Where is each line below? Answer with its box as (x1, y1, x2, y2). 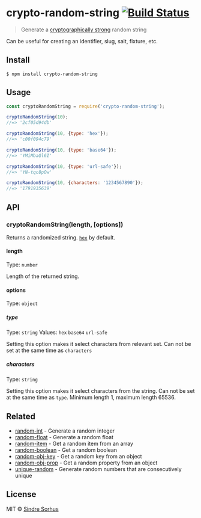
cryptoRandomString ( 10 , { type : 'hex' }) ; (6, 131, 109, 137)
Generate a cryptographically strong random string (20, 26, 147, 33)
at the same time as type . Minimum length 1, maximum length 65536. (6, 394, 176, 401)
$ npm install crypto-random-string (6, 71, 98, 77)
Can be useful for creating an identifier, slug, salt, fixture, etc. (6, 37, 158, 45)
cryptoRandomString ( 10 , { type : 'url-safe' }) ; (6, 163, 122, 170)
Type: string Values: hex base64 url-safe (6, 328, 108, 336)
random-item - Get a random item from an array (14, 440, 134, 448)
